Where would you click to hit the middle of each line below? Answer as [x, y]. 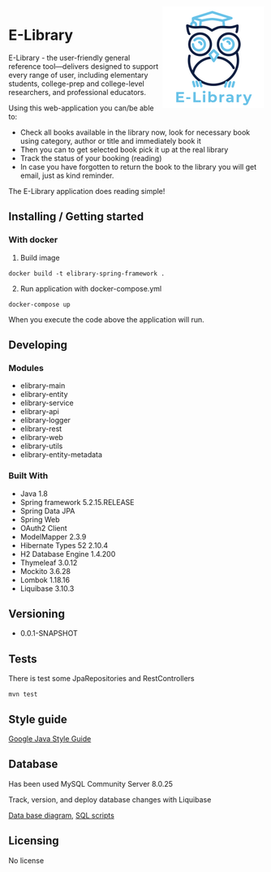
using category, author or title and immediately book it [110, 140]
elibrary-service [47, 403]
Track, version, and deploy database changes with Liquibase [110, 799]
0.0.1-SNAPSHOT [49, 633]
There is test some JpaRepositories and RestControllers [101, 679]
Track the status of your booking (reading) [91, 158]
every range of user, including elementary [78, 75]
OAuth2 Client [43, 528]
